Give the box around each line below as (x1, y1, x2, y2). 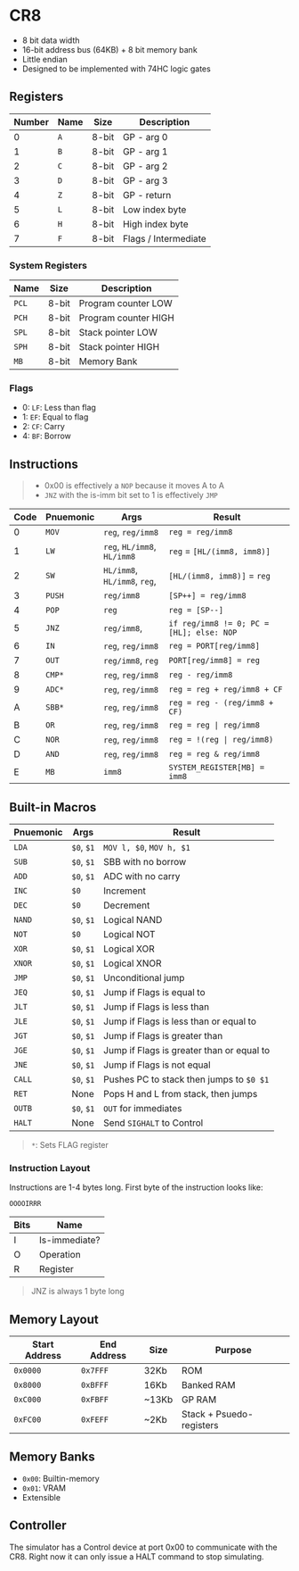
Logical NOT (103, 927, 156, 940)
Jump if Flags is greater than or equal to (103, 1043, 271, 1056)
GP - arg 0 (123, 130, 168, 143)
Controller (9, 1518, 67, 1534)
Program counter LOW (78, 297, 173, 310)
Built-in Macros (9, 800, 97, 815)
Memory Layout (9, 1311, 100, 1326)
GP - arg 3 (123, 174, 168, 187)
